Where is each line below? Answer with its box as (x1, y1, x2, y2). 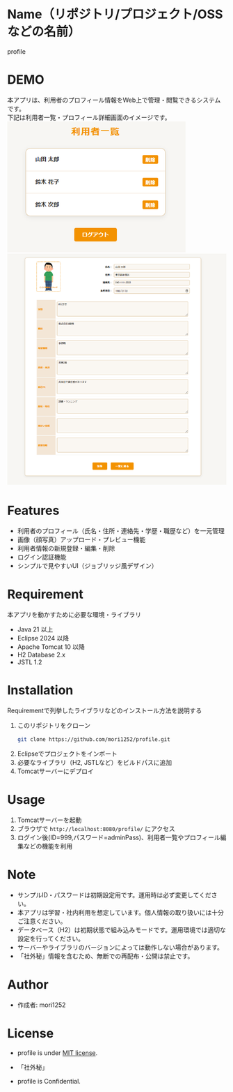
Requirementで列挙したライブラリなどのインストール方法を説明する (7, 706, 202, 715)
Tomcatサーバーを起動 (17, 816, 82, 824)
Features (7, 503, 60, 518)
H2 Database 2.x (17, 650, 66, 659)
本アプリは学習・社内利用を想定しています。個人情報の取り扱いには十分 (17, 908, 224, 916)
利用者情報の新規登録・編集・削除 (17, 544, 115, 553)
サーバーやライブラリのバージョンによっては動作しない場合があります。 (17, 943, 224, 951)
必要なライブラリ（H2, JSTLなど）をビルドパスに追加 (17, 758, 172, 766)
